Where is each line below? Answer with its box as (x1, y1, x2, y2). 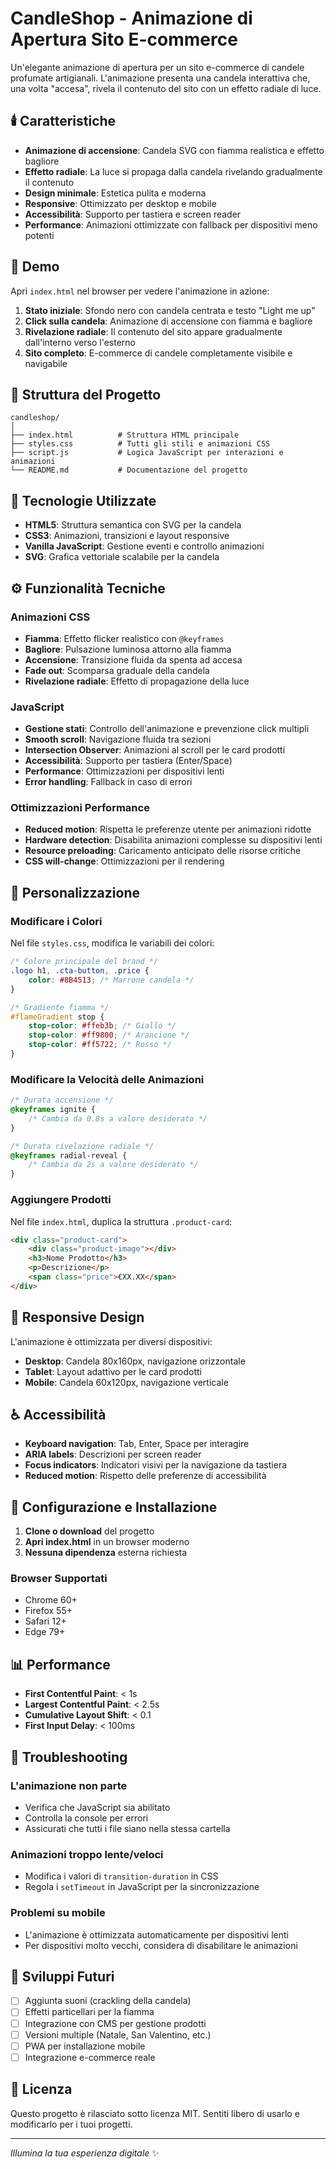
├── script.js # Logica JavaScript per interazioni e (10, 448, 284, 458)
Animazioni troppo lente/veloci (10, 1847, 164, 1861)
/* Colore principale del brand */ (10, 957, 159, 967)
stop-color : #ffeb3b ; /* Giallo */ (28, 1021, 177, 1031)
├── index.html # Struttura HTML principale (10, 430, 240, 441)
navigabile (24, 357, 68, 369)
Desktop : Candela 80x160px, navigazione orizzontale (24, 1355, 246, 1367)
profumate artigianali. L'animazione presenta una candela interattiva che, (10, 72, 311, 84)
